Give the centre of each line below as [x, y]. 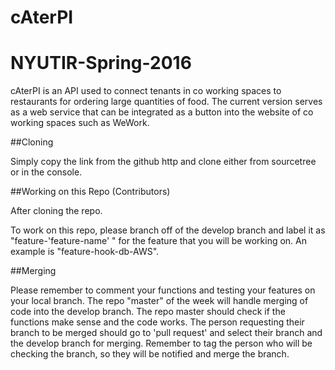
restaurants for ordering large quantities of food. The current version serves [166, 102]
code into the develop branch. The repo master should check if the [148, 312]
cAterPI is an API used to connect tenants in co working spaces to [146, 91]
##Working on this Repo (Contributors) [90, 192]
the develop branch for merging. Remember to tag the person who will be [161, 343]
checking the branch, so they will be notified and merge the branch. [150, 354]
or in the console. [46, 172]
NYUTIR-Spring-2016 [101, 63]
